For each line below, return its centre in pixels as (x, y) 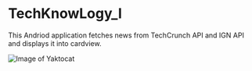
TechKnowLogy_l (65, 14)
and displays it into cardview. (55, 43)
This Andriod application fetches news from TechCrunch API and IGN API (126, 35)
